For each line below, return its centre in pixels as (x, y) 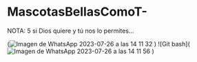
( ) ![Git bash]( (99, 44)
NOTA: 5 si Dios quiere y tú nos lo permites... (71, 31)
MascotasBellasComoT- (77, 12)
